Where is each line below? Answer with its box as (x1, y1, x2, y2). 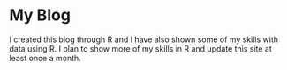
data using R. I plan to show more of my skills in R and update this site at (9, 43, 272, 53)
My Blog (9, 5, 71, 25)
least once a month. (9, 52, 81, 63)
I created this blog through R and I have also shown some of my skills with (9, 34, 279, 45)
